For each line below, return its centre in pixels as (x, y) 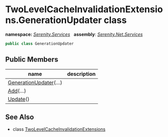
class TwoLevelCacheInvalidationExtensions (59, 129)
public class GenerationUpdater (39, 44)
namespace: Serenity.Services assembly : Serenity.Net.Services (74, 34)
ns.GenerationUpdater (53, 20)
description (81, 74)
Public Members (32, 60)
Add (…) (17, 91)
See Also (20, 117)
